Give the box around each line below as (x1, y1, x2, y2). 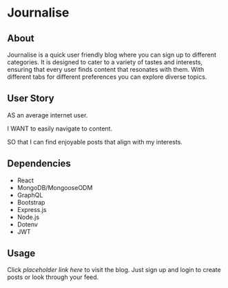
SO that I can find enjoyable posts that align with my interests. (7, 137, 183, 146)
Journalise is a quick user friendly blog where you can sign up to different (7, 50, 217, 59)
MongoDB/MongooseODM (17, 183, 93, 191)
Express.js (17, 205, 47, 213)
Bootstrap (17, 198, 45, 207)
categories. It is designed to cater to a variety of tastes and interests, (7, 58, 203, 66)
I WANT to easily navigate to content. (7, 124, 112, 133)
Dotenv (17, 220, 38, 229)
